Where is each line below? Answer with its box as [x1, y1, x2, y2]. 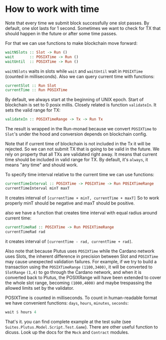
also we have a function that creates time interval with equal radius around [5, 210, 158, 216]
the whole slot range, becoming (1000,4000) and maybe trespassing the [5, 280, 152, 286]
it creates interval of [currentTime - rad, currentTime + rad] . [5, 238, 133, 244]
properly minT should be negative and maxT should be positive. [5, 200, 135, 206]
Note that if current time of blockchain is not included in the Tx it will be [5, 141, 151, 147]
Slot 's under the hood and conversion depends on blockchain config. [5, 131, 148, 137]
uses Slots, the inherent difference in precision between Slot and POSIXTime [5, 253, 159, 259]
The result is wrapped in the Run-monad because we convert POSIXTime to [5, 126, 157, 132]
